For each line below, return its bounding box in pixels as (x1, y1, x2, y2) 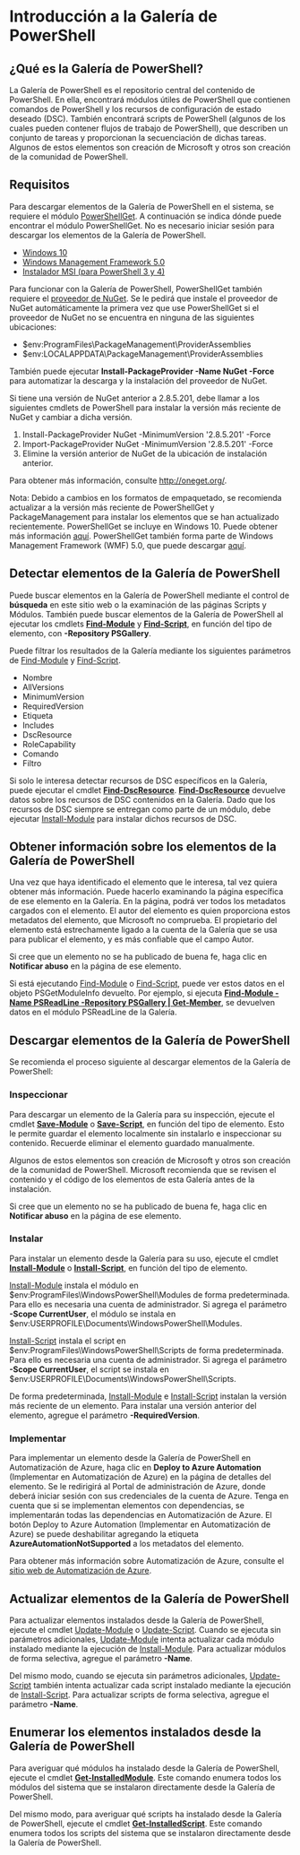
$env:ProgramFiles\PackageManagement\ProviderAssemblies (21, 339, 252, 349)
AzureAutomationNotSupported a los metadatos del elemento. (9, 1539, 244, 1549)
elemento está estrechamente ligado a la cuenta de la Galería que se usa (9, 925, 278, 936)
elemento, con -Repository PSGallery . (9, 627, 152, 638)
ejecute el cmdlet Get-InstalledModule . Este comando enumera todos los (9, 1772, 282, 1782)
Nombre (21, 672, 53, 683)
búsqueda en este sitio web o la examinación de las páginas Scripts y (9, 599, 267, 610)
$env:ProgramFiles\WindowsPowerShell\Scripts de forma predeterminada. (9, 1344, 284, 1355)
